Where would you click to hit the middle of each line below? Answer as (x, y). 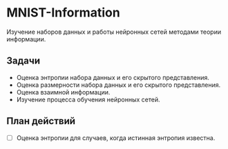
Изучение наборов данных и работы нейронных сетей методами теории (114, 32)
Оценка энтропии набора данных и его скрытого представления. (113, 77)
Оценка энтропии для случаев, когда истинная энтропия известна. (116, 138)
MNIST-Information (63, 13)
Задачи (23, 61)
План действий (41, 121)
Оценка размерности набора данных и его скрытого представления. (118, 85)
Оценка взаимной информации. (63, 92)
